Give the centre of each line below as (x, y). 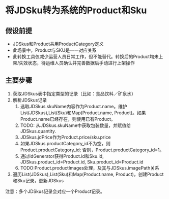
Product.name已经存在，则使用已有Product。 (68, 119)
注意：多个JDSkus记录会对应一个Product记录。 (55, 191)
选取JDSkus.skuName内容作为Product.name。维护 (74, 106)
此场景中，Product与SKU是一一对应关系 (54, 50)
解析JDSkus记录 (30, 100)
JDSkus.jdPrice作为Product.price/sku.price (65, 137)
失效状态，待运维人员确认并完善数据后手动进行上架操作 (77, 63)
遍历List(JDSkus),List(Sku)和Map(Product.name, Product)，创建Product (88, 174)
